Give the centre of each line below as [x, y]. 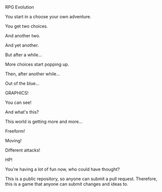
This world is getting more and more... [44, 122]
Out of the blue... [22, 83]
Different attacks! [23, 150]
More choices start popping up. [37, 64]
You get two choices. [27, 26]
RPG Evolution [20, 7]
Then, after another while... [33, 74]
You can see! [18, 102]
